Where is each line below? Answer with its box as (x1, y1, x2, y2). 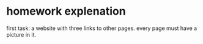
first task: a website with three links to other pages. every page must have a (6, 24, 197, 32)
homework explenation (6, 4, 127, 18)
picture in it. (6, 31, 37, 38)
